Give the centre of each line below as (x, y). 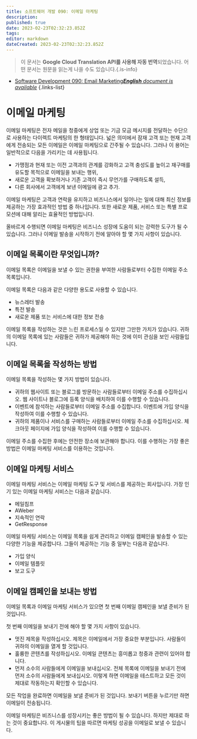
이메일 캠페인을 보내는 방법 (51, 591)
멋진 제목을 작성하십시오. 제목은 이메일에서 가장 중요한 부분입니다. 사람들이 (100, 639)
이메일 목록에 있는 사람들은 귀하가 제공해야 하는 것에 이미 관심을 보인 (91, 337)
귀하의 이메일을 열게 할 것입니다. (51, 646)
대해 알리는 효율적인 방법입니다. (58, 214)
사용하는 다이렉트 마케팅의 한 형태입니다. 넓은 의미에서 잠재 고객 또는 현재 (96, 137)
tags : (13, 34)
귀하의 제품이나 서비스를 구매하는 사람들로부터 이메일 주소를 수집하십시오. (99, 421)
